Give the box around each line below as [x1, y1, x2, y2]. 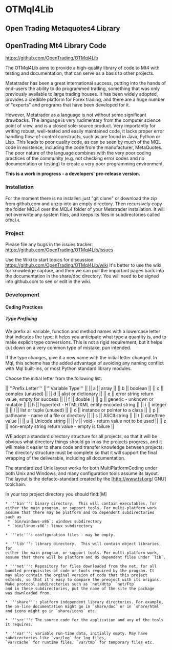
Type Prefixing [5, 316, 37, 322]
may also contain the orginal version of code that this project [5, 573, 147, 578]
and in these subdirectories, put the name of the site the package [5, 586, 155, 592]
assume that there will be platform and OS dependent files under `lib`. [5, 555, 166, 560]
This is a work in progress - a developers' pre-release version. [5, 170, 141, 177]
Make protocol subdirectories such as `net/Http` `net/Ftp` [5, 582, 137, 587]
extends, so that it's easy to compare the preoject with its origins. [5, 577, 161, 582]
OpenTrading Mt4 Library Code [5, 41, 106, 50]
